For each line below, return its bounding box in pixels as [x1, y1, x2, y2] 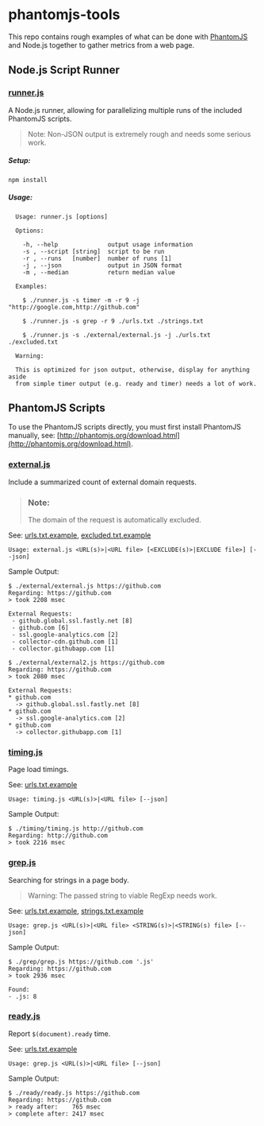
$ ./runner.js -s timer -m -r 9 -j [22, 296, 140, 304]
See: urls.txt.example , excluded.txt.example [8, 530, 151, 540]
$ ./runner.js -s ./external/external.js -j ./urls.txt [22, 331, 212, 339]
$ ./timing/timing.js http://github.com [8, 825, 144, 833]
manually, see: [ [8, 431, 60, 441]
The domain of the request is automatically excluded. [27, 514, 202, 524]
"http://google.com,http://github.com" [8, 303, 140, 311]
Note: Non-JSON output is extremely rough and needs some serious [27, 129, 251, 138]
